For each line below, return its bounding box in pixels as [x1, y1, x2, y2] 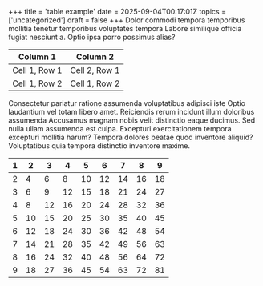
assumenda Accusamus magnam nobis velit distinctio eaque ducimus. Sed [8, 115, 255, 125]
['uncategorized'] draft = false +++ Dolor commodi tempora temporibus [8, 15, 245, 25]
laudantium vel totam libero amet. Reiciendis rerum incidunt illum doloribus [8, 107, 255, 116]
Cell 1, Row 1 [12, 65, 63, 75]
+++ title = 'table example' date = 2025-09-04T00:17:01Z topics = [8, 7, 227, 16]
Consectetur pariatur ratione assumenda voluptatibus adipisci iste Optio [8, 99, 246, 107]
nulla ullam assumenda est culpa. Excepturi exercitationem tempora [8, 124, 232, 133]
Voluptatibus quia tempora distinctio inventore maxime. [8, 141, 191, 151]
